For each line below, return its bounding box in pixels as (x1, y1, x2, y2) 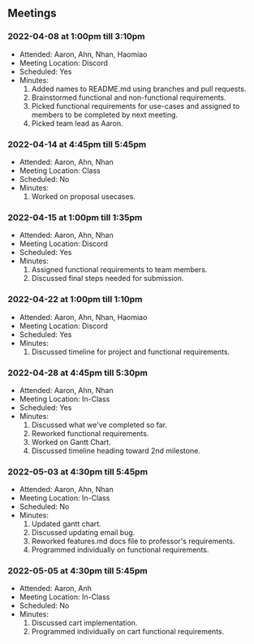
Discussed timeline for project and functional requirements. (31, 347, 230, 357)
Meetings (7, 6, 58, 20)
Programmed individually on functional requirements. (31, 545, 209, 555)
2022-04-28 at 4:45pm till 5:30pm (7, 367, 148, 378)
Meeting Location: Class (19, 166, 101, 175)
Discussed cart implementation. (31, 618, 138, 628)
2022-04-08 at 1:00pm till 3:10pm (7, 31, 145, 42)
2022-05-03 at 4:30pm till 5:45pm (7, 466, 148, 478)
